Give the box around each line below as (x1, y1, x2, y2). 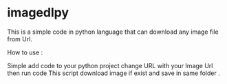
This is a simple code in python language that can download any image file (7, 28, 219, 36)
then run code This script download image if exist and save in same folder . (7, 69, 220, 77)
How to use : (7, 48, 43, 56)
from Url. (7, 34, 33, 43)
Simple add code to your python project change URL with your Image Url (7, 61, 213, 70)
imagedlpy (7, 5, 69, 21)
